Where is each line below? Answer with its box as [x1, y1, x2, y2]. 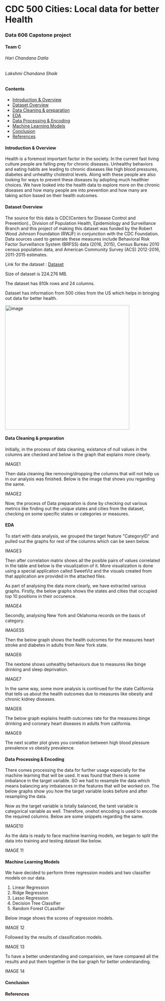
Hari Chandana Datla [5, 55, 49, 61]
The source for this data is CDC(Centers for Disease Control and [5, 215, 136, 221]
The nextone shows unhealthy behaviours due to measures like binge [5, 661, 146, 667]
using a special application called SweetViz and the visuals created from [5, 568, 152, 574]
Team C [5, 43, 21, 50]
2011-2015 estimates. [5, 251, 48, 257]
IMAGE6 [5, 651, 22, 658]
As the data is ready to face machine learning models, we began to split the [5, 833, 159, 838]
